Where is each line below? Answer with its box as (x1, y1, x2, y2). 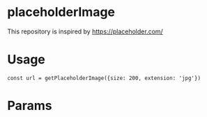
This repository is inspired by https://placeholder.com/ (7, 27, 164, 36)
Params (7, 98, 52, 114)
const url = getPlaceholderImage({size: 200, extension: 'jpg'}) (7, 75, 201, 81)
